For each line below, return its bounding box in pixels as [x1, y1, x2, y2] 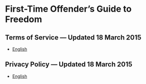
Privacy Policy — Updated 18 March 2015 [5, 60, 133, 69]
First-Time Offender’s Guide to [5, 3, 132, 15]
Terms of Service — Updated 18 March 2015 [5, 33, 142, 42]
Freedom [5, 14, 43, 25]
